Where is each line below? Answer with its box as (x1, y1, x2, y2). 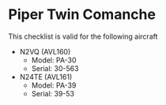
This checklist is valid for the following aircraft (8, 32, 158, 41)
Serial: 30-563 (31, 63, 79, 73)
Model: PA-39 (31, 81, 77, 90)
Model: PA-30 (31, 55, 77, 65)
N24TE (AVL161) (19, 72, 73, 81)
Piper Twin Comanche (8, 6, 157, 24)
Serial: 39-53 (31, 88, 75, 98)
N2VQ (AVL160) (19, 47, 71, 56)
